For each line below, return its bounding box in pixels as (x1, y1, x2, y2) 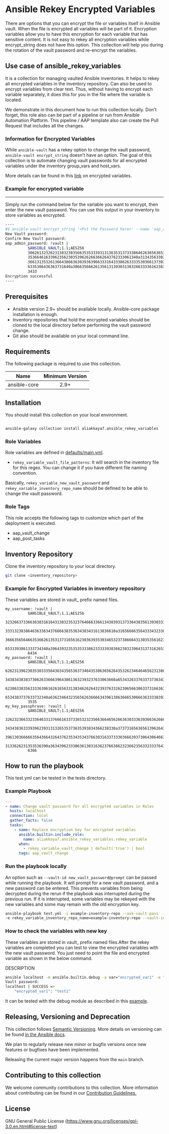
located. (5, 97, 22, 103)
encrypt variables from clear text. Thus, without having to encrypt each (5, 86, 153, 92)
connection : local (10, 813, 49, 819)
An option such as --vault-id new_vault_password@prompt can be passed (5, 874, 157, 880)
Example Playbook (5, 788, 52, 795)
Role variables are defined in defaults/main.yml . (5, 449, 104, 456)
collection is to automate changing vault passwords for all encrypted (5, 158, 147, 164)
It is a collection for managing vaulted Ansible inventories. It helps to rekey (5, 75, 159, 81)
